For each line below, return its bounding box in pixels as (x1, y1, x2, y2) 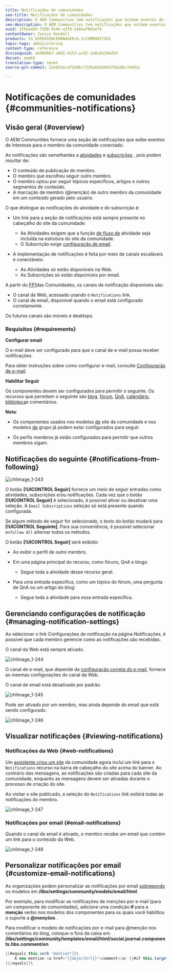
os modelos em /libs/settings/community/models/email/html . (5, 888, 139, 894)
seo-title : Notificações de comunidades (5, 12, 93, 17)
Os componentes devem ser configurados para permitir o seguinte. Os (5, 388, 155, 394)
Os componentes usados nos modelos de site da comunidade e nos (12, 419, 156, 425)
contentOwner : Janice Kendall (5, 31, 70, 37)
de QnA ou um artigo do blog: (12, 584, 76, 590)
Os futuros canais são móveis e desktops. (5, 313, 94, 319)
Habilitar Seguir (5, 378, 39, 384)
